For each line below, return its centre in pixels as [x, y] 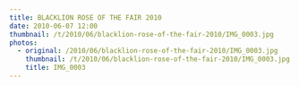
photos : [24, 43]
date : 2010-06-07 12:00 [54, 26]
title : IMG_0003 [56, 68]
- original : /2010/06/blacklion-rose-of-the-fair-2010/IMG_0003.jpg [148, 51]
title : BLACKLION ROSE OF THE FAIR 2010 [86, 17]
